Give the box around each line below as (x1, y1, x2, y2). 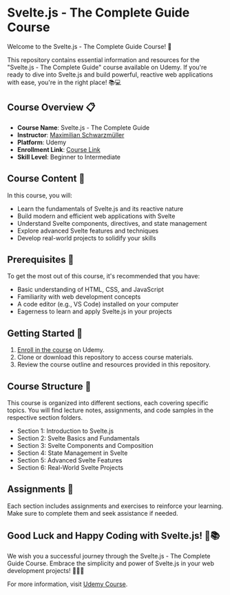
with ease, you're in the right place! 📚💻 (7, 78, 122, 86)
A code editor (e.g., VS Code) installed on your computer (17, 300, 179, 309)
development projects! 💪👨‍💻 (7, 566, 85, 574)
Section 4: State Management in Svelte (17, 449, 128, 457)
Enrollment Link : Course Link (17, 145, 101, 153)
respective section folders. (7, 413, 83, 422)
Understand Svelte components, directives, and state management (17, 219, 207, 227)
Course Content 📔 (7, 173, 85, 184)
